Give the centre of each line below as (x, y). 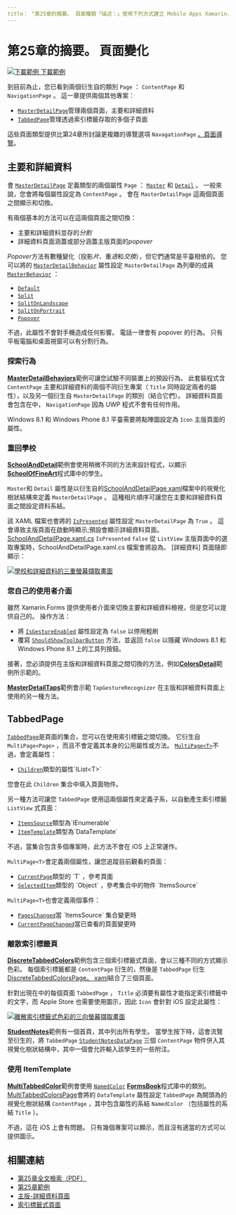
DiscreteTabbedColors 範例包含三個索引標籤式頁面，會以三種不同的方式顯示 (118, 960)
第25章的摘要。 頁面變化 (78, 51)
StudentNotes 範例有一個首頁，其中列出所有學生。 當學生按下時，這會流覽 (115, 1031)
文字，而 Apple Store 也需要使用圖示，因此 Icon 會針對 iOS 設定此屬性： (118, 1002)
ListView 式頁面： (33, 808)
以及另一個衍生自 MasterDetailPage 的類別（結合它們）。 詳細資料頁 (119, 395)
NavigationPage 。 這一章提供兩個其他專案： (71, 95)
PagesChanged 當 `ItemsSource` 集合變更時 (77, 915)
